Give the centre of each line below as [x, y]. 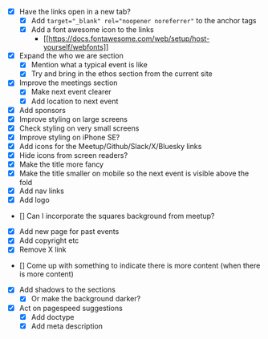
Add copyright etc [49, 240]
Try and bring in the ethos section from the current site [122, 74]
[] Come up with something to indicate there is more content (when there [140, 266]
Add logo [34, 200]
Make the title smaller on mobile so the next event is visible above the [134, 173]
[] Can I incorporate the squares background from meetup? [117, 216]
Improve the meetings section [68, 83]
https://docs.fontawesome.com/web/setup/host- [129, 38]
